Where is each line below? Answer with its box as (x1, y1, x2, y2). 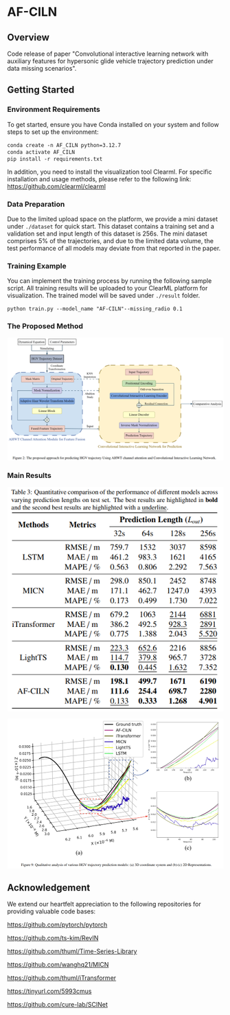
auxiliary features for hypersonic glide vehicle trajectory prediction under (7, 57, 214, 65)
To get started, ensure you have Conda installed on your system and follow (7, 120, 220, 128)
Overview (7, 32, 50, 43)
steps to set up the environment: (7, 128, 99, 136)
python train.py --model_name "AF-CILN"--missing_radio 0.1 (7, 306, 183, 312)
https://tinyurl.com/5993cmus (7, 987, 92, 996)
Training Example (7, 261, 67, 271)
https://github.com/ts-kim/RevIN (7, 934, 99, 942)
